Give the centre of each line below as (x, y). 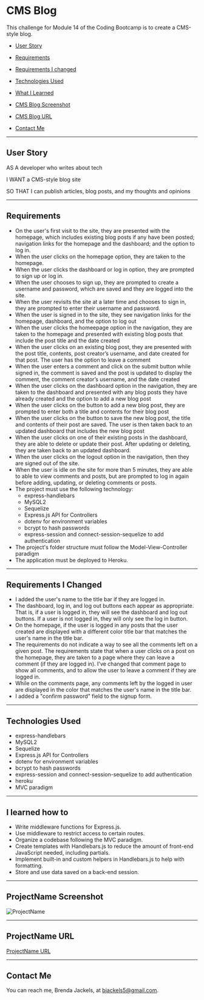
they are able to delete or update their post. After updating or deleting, (103, 444)
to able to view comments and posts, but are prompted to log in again (102, 476)
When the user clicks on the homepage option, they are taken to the (100, 257)
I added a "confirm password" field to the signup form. (83, 696)
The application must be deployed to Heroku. (72, 560)
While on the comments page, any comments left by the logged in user (104, 683)
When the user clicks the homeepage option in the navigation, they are (104, 327)
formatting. (29, 866)
